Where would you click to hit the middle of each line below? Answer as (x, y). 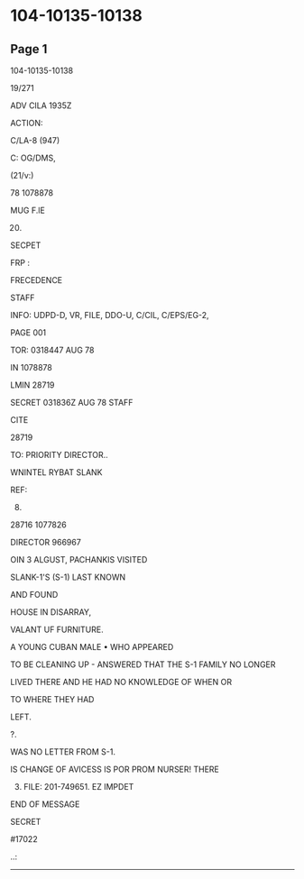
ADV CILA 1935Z (41, 105)
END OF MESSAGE (45, 804)
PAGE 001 (28, 333)
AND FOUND (34, 595)
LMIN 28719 (32, 385)
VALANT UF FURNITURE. (57, 629)
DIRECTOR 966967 (46, 542)
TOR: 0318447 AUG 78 (52, 350)
